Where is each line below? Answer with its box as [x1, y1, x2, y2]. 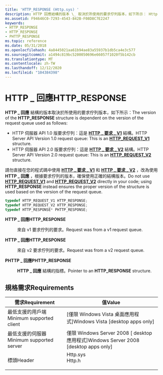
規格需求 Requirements [5, 283, 74, 292]
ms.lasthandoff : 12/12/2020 [5, 66, 62, 71]
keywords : [5, 20, 25, 26]
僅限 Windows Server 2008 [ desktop [66, 330, 152, 337]
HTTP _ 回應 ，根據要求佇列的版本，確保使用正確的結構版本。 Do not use [5, 173, 150, 179]
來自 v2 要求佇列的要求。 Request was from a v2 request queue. [17, 248, 145, 253]
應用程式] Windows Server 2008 [66, 337, 140, 344]
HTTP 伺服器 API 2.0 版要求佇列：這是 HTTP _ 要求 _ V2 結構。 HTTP [12, 146, 149, 152]
